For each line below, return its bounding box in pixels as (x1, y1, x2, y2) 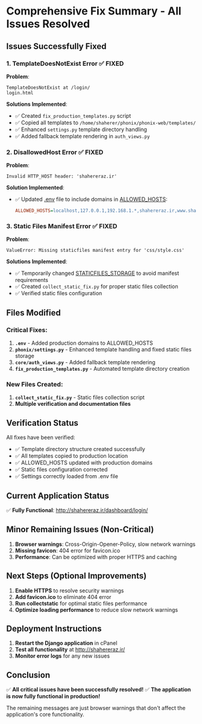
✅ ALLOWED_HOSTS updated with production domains (14, 459, 153, 466)
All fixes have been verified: (6, 434, 75, 441)
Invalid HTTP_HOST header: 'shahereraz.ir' (6, 173, 118, 179)
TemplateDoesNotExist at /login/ (6, 85, 90, 91)
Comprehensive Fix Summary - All (6, 4, 182, 18)
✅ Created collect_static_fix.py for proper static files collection (14, 283, 178, 290)
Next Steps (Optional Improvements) (6, 571, 147, 581)
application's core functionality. (6, 711, 84, 718)
